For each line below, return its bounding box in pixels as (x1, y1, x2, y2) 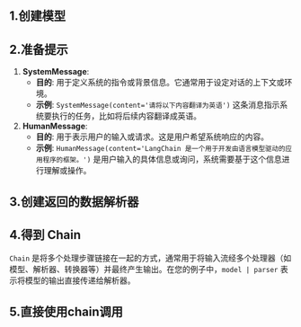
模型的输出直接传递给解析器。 (24, 275, 136, 286)
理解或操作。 (43, 165, 92, 176)
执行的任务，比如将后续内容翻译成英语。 (51, 110, 202, 121)
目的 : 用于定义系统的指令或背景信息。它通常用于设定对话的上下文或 (35, 77, 285, 88)
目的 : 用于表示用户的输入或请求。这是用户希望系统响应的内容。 (35, 131, 270, 142)
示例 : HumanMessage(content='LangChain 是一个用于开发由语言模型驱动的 (35, 143, 286, 154)
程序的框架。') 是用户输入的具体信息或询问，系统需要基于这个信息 (42, 154, 283, 164)
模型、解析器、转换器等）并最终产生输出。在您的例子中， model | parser (9, 264, 279, 275)
